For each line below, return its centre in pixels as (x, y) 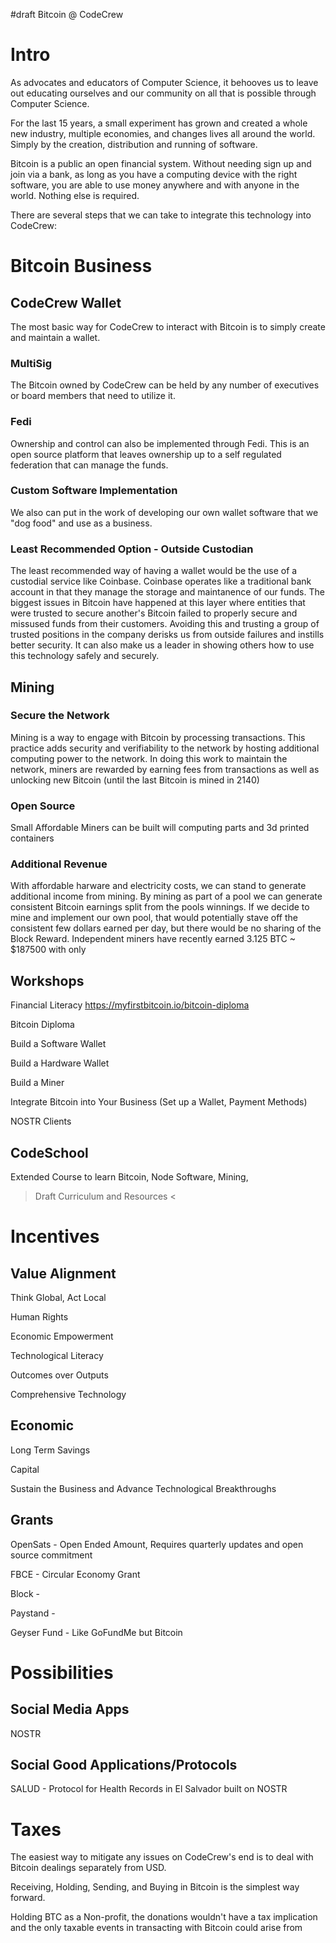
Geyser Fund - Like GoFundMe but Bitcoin (96, 1632)
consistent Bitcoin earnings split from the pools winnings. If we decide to (160, 907)
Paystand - (33, 1613)
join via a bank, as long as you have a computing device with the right (154, 174)
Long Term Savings (50, 1450)
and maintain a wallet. (55, 337)
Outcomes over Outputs (59, 1375)
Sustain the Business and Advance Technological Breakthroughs (143, 1488)
